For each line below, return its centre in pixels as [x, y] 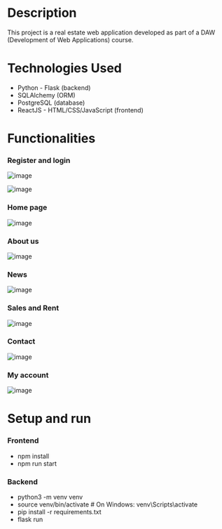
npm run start [37, 463]
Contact [21, 341]
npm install [33, 456]
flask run [30, 519]
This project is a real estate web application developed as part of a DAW [111, 32]
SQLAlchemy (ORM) [46, 95]
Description [42, 13]
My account [28, 375]
